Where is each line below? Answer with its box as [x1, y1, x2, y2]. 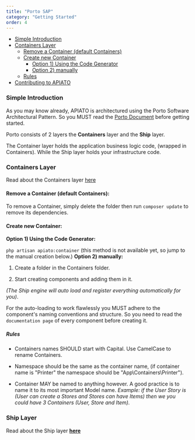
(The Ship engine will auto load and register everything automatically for [6, 287, 181, 294]
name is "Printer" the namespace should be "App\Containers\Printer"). [14, 369, 184, 376]
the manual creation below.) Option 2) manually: [6, 253, 124, 260]
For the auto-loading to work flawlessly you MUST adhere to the [6, 305, 161, 312]
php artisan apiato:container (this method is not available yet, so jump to [6, 247, 186, 254]
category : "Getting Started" [6, 14, 77, 20]
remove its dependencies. [6, 209, 69, 216]
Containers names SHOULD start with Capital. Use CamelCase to [14, 345, 171, 352]
